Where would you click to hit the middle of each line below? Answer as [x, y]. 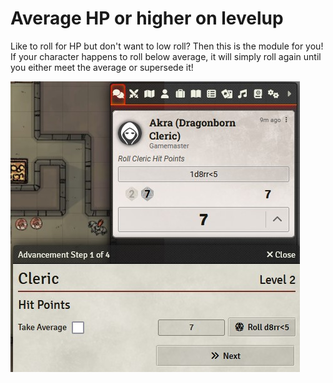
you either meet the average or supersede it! [102, 67]
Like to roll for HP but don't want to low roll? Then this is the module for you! [167, 46]
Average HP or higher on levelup [147, 18]
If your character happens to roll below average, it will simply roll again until [166, 56]
